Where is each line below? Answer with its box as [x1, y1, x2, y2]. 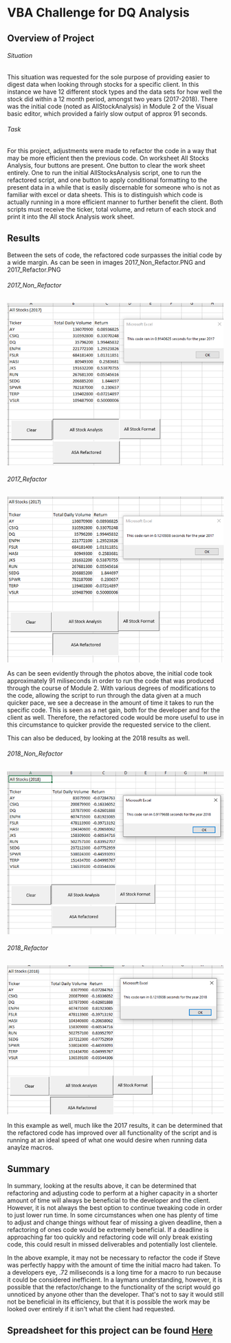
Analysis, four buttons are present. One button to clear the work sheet [7, 161, 206, 170]
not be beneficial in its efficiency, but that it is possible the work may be [7, 1297, 210, 1306]
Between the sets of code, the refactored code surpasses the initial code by [7, 250, 222, 259]
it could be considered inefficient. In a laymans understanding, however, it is [7, 1275, 223, 1284]
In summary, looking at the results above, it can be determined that [7, 1181, 197, 1190]
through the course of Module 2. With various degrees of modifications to [7, 684, 217, 692]
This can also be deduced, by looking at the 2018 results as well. [7, 734, 190, 742]
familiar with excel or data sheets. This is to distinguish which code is [7, 190, 203, 199]
